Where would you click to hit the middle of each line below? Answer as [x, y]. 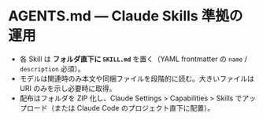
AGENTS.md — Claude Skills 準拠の [126, 16]
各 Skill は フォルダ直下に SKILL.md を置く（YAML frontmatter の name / [133, 59]
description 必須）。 [52, 68]
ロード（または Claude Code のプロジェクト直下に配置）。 [120, 107]
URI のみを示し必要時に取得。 [68, 88]
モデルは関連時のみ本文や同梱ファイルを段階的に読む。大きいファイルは [137, 78]
